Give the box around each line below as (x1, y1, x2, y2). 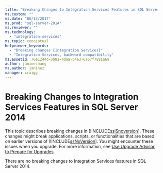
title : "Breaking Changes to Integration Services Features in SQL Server (5, 7, 160, 12)
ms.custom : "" (5, 12, 34, 17)
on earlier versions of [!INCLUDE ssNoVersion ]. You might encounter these (5, 138, 154, 144)
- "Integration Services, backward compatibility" (9, 52, 114, 57)
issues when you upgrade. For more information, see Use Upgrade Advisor (5, 143, 155, 149)
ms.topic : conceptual (5, 39, 49, 44)
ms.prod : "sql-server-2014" (5, 20, 62, 26)
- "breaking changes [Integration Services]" (9, 48, 103, 52)
